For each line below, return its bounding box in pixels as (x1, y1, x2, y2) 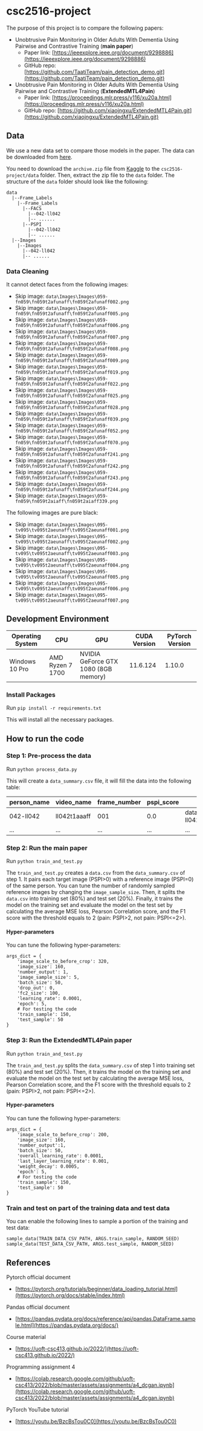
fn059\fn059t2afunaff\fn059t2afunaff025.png (14, 393, 129, 399)
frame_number (97, 798, 141, 806)
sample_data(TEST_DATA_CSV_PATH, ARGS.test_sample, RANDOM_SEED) (6, 1241, 174, 1248)
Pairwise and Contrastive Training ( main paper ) (14, 42, 134, 50)
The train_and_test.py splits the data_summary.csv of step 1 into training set (6, 1061, 195, 1069)
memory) (79, 672, 106, 680)
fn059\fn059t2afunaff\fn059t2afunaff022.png (14, 381, 129, 387)
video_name (55, 798, 92, 806)
